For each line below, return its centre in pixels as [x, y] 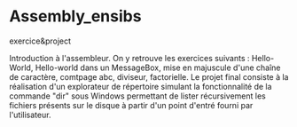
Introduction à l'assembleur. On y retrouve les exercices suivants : [129, 58]
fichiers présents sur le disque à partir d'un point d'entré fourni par [131, 105]
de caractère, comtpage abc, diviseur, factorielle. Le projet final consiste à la [149, 76]
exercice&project [40, 41]
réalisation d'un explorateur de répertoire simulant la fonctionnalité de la [141, 86]
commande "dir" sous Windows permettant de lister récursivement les [137, 96]
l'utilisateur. [30, 115]
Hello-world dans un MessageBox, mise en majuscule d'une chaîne [158, 67]
